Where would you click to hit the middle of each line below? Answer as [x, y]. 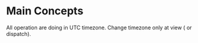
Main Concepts [45, 11]
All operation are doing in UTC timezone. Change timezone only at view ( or [99, 27]
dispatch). [19, 33]
